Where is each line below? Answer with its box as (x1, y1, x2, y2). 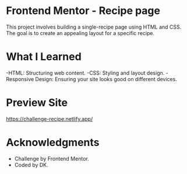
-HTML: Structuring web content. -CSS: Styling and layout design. (6, 69, 165, 76)
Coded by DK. (14, 161, 48, 168)
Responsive (6, 75, 34, 82)
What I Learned (6, 50, 82, 64)
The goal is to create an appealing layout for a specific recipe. (6, 29, 155, 36)
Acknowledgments (6, 136, 100, 149)
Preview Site (6, 96, 68, 109)
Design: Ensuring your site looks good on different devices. (35, 75, 178, 82)
